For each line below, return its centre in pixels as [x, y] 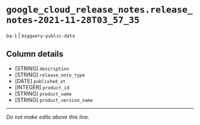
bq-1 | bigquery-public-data [41, 35]
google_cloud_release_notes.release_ [100, 10]
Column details [35, 54]
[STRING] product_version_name [54, 100]
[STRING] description [42, 68]
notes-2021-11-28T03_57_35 [73, 20]
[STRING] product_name [43, 94]
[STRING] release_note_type [50, 75]
